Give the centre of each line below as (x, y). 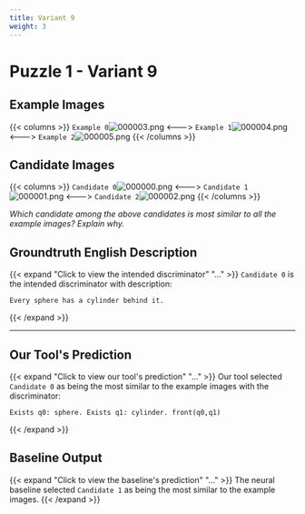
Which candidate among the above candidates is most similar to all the (143, 214)
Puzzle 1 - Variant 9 (84, 71)
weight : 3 (28, 26)
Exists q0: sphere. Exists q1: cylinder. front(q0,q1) (115, 412)
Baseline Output (56, 458)
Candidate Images (62, 165)
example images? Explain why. (67, 224)
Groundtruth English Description (103, 252)
